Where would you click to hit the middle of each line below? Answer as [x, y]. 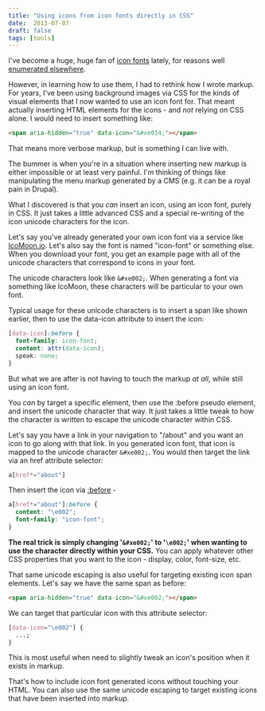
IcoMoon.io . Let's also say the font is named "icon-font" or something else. [131, 246]
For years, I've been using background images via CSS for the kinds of [124, 93]
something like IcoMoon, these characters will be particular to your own [126, 286]
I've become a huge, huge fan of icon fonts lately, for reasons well [117, 61]
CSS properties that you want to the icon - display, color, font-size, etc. [125, 559]
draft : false [30, 30]
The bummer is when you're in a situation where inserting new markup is [128, 164]
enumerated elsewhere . [47, 69]
